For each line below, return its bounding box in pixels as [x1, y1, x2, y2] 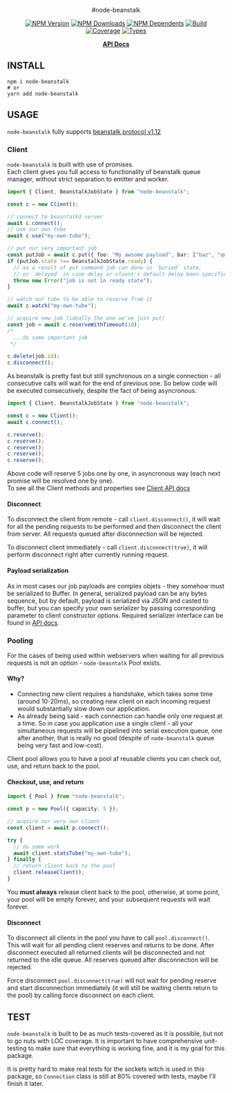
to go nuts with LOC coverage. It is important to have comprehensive [7, 1036, 203, 1045]
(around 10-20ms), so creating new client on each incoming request [17, 697, 211, 706]
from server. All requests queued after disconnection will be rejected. [7, 530, 204, 538]
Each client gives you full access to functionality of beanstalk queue [7, 167, 201, 175]
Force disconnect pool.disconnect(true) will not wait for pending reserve [7, 976, 217, 985]
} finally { [7, 856, 41, 863]
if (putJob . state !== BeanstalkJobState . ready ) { [7, 258, 153, 264]
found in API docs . [7, 618, 60, 627]
